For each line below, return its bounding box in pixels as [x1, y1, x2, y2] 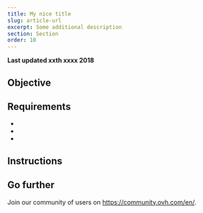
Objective [7, 76, 52, 88]
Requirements [7, 100, 71, 113]
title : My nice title [7, 10, 72, 18]
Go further [7, 179, 55, 191]
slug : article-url [7, 17, 62, 24]
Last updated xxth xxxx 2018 [7, 56, 94, 64]
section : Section [7, 30, 59, 38]
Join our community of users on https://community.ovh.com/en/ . [7, 197, 197, 206]
